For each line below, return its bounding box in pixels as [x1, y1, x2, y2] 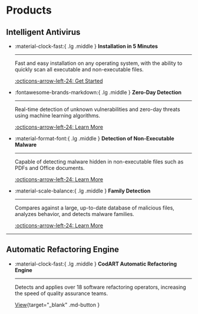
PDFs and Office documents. [14, 165, 85, 171]
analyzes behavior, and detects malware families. [14, 211, 134, 217]
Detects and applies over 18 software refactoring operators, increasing [14, 283, 187, 290]
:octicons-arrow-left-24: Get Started [14, 77, 103, 84]
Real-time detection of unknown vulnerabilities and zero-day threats [14, 106, 181, 113]
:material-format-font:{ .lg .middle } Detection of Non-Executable [14, 135, 175, 142]
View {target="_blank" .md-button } [14, 301, 100, 308]
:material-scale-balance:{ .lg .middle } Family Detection [14, 187, 151, 194]
